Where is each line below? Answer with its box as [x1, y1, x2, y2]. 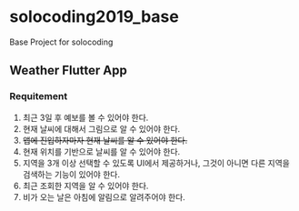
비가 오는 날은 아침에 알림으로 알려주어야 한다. [22, 191, 186, 202]
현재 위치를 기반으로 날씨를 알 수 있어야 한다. [22, 146, 181, 156]
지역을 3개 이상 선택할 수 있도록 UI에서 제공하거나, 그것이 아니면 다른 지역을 [22, 157, 291, 168]
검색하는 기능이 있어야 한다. [22, 168, 121, 179]
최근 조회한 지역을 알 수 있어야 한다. [22, 180, 149, 191]
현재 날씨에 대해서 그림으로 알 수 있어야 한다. [22, 123, 181, 134]
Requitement [9, 90, 68, 103]
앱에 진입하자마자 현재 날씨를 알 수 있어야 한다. [22, 135, 188, 146]
